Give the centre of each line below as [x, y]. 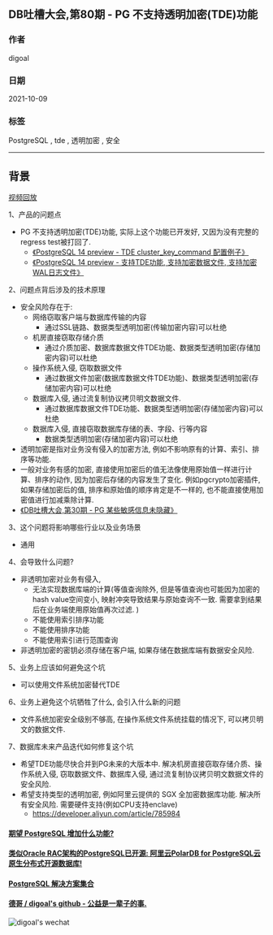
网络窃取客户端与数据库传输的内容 [89, 317]
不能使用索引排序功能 [68, 620]
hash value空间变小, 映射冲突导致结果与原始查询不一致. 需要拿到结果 [147, 600]
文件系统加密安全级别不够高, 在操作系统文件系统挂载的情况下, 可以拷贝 [138, 719]
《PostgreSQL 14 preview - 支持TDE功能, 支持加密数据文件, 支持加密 [145, 262]
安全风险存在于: [46, 307]
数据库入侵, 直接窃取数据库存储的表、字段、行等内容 [120, 429]
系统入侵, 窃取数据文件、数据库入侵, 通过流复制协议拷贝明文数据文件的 [145, 774]
